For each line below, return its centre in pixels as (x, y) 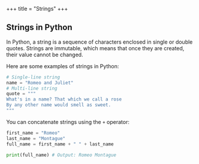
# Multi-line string (32, 88)
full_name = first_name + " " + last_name (60, 144)
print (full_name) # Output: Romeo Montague (61, 155)
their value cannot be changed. (45, 54)
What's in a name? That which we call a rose (64, 99)
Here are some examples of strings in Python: (63, 66)
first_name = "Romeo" (33, 133)
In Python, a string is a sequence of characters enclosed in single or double (99, 42)
